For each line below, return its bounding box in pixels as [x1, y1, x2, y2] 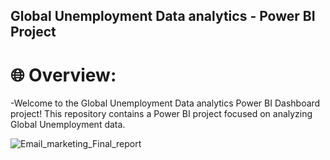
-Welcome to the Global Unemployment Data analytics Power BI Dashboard [10, 97, 321, 109]
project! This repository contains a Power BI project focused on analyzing [10, 108, 313, 120]
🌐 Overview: [10, 64, 117, 86]
